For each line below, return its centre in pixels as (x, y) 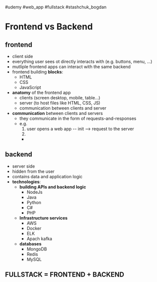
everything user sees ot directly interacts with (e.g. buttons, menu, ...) (82, 61)
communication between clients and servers (58, 113)
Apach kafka (39, 239)
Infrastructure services (43, 218)
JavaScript (30, 87)
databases (30, 244)
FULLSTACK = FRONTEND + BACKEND (65, 275)
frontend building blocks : (38, 72)
